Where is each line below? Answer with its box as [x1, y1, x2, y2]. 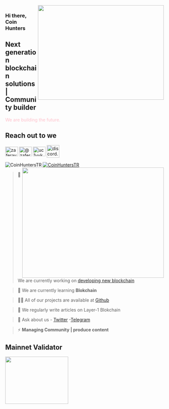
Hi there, [5, 12, 27, 19]
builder [13, 103, 36, 112]
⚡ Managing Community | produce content [17, 326, 109, 332]
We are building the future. [5, 116, 61, 123]
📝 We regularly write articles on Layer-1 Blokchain [17, 307, 121, 313]
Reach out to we [5, 131, 57, 140]
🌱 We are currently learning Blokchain [17, 287, 97, 293]
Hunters [5, 25, 26, 32]
